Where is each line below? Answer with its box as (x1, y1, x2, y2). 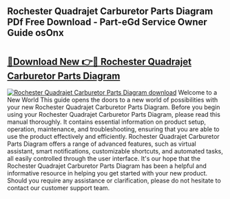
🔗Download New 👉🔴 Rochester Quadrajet (7, 55, 191, 68)
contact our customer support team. (7, 184, 110, 192)
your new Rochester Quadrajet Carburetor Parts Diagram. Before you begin (7, 103, 220, 111)
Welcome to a (178, 88, 218, 96)
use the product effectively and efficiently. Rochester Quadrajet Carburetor (7, 133, 220, 140)
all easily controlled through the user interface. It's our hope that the (7, 155, 201, 162)
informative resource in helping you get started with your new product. (7, 169, 208, 177)
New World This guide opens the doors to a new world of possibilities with (7, 96, 218, 104)
